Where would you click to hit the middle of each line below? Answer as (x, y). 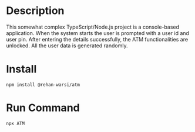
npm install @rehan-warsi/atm (43, 85)
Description (35, 11)
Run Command (43, 108)
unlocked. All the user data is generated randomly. (67, 46)
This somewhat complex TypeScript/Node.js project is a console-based (93, 27)
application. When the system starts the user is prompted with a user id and (98, 33)
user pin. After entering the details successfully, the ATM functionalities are (97, 39)
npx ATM (16, 123)
